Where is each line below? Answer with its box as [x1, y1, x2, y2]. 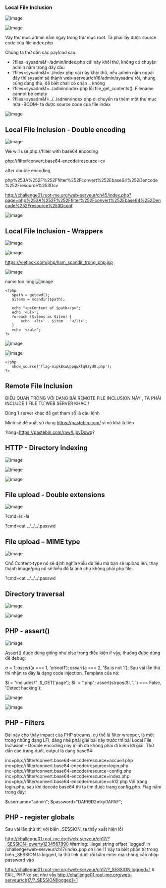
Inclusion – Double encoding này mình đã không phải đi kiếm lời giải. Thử [5, 742, 154, 748]
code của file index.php [5, 40, 54, 46]
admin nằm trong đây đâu [12, 64, 65, 71]
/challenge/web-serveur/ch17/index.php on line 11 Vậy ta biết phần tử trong [5, 846, 158, 852]
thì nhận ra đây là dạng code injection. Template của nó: [5, 670, 120, 676]
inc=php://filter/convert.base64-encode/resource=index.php [5, 773, 130, 779]
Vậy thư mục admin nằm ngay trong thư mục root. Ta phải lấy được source [5, 34, 157, 41]
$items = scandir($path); [11, 296, 65, 302]
